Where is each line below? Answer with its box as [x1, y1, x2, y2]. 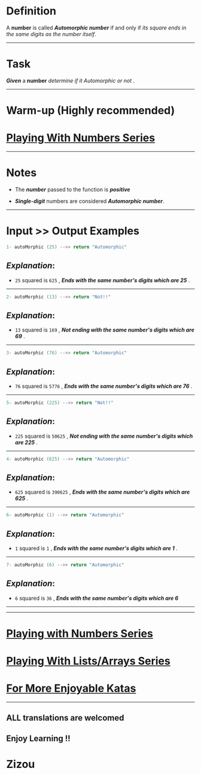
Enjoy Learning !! [6, 733, 71, 743]
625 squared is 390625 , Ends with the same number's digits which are [14, 488, 190, 496]
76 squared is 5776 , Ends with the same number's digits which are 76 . [14, 382, 193, 390]
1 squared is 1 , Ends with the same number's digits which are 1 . [14, 545, 178, 552]
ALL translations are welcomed [6, 713, 124, 723]
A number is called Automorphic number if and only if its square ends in [6, 24, 187, 31]
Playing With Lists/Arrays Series [6, 655, 170, 668]
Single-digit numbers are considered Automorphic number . [14, 197, 165, 205]
